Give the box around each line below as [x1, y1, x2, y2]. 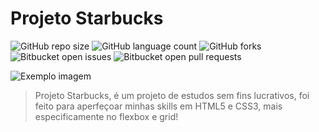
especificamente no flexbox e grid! [34, 110, 179, 122]
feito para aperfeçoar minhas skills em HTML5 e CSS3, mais [34, 100, 283, 112]
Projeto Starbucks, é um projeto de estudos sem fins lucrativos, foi [34, 89, 310, 101]
